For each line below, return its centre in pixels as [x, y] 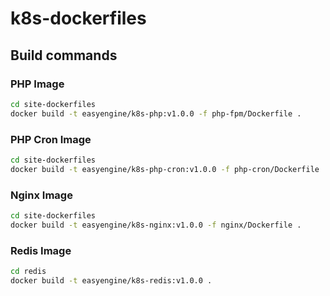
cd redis [28, 272]
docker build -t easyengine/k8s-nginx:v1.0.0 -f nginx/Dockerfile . [156, 225]
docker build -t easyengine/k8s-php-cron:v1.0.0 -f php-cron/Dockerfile [165, 169]
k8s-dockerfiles [78, 18]
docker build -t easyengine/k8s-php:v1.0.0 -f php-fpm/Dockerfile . [156, 113]
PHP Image [37, 84]
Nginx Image [41, 195]
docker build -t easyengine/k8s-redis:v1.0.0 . [111, 280]
